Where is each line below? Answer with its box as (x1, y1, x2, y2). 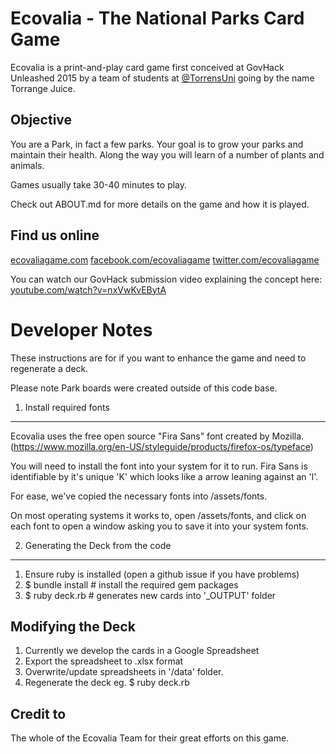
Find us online (10, 227, 100, 244)
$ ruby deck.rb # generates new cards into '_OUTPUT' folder (24, 589, 277, 601)
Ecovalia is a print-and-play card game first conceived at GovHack (10, 61, 285, 73)
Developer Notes (10, 318, 153, 341)
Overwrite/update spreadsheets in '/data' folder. (24, 666, 224, 678)
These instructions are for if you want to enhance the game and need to (10, 352, 307, 364)
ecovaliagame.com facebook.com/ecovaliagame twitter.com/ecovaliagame (10, 253, 320, 266)
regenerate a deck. (10, 362, 89, 374)
